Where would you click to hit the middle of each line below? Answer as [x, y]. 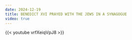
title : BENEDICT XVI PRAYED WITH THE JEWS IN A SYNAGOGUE [66, 14]
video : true [17, 19]
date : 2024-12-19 [23, 10]
